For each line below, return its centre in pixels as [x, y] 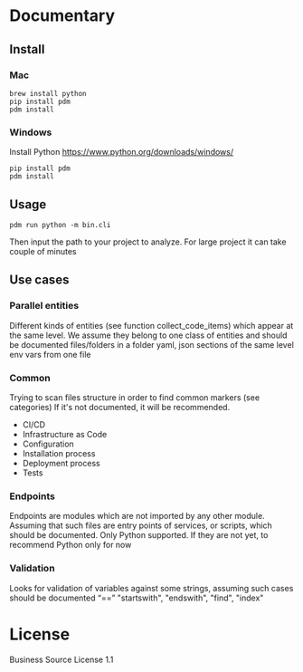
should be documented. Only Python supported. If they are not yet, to [139, 535]
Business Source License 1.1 [62, 659]
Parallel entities [44, 306]
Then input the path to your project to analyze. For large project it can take [148, 242]
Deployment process [62, 463]
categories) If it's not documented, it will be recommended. [120, 407]
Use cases [39, 280]
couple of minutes [43, 251]
